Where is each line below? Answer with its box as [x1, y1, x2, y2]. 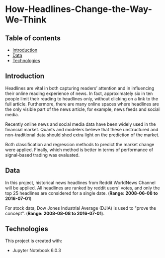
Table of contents [5, 34, 61, 42]
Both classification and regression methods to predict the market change [5, 141, 155, 147]
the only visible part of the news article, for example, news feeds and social [5, 106, 160, 112]
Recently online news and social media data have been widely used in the [5, 121, 156, 127]
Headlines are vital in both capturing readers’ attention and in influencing [5, 85, 155, 91]
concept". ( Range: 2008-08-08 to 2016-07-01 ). [5, 210, 105, 216]
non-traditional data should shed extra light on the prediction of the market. [5, 132, 160, 138]
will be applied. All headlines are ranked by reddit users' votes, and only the [5, 185, 160, 191]
